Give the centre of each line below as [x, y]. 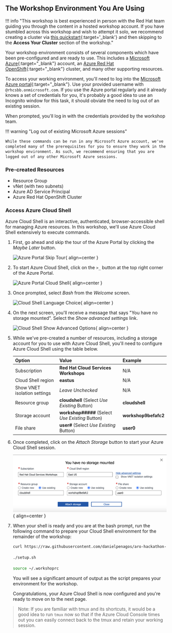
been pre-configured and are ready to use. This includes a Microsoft [78, 58]
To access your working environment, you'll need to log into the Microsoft [83, 78]
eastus [67, 380]
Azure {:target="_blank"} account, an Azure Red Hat [60, 63]
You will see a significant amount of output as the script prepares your [87, 578]
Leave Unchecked [78, 390]
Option [23, 360]
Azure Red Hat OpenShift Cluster [47, 197]
